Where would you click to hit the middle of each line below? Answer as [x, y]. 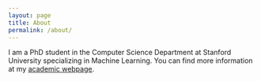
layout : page [30, 15]
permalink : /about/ [40, 30]
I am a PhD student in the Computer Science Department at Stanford [120, 53]
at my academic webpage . [51, 69]
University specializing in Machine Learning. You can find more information [130, 61]
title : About [30, 23]
